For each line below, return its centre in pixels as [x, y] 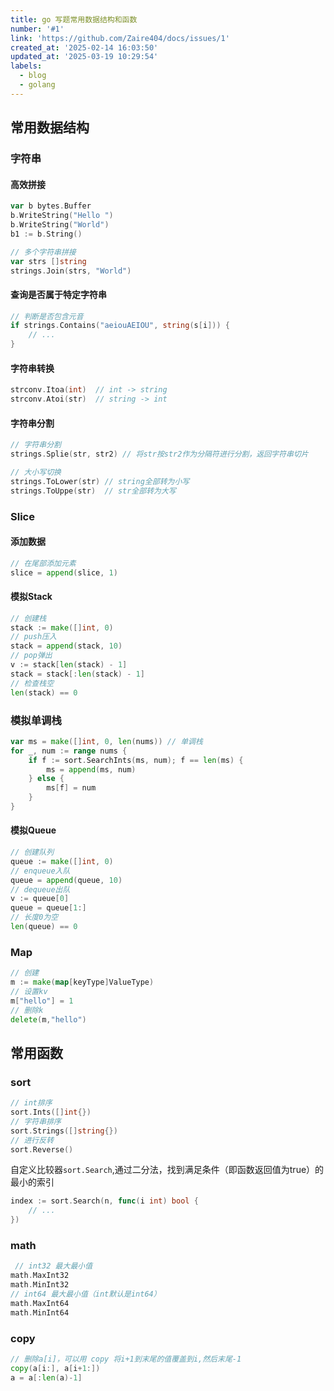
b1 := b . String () [46, 234]
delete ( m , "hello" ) [48, 1019]
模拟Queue [33, 830]
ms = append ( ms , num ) [91, 769]
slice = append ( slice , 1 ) [64, 572]
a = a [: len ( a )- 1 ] [46, 1377]
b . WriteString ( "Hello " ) [62, 216]
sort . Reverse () [42, 1149]
